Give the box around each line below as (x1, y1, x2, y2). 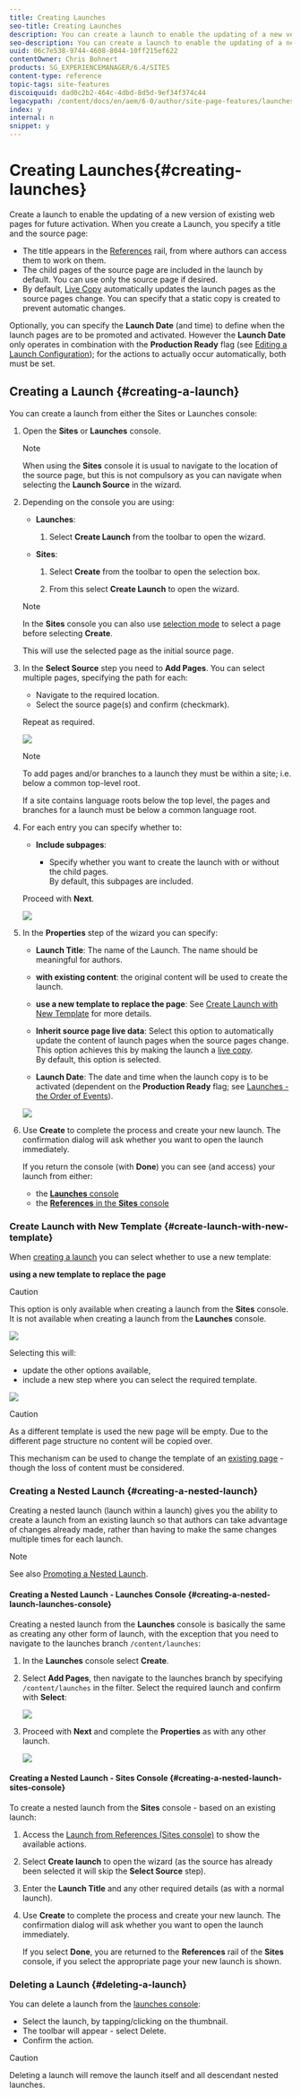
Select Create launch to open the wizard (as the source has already (21, 1856, 273, 1866)
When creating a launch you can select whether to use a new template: (9, 1252, 271, 1263)
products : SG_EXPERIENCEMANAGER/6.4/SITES (9, 64, 170, 73)
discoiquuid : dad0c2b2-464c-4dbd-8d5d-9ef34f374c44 (9, 88, 206, 97)
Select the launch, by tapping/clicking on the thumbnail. (21, 2016, 228, 2027)
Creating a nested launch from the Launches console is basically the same (9, 1619, 286, 1630)
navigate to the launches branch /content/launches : (9, 1638, 202, 1648)
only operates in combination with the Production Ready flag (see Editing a (9, 338, 288, 350)
